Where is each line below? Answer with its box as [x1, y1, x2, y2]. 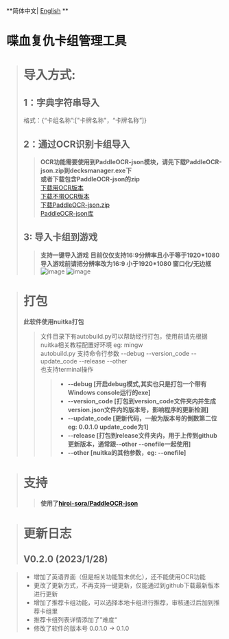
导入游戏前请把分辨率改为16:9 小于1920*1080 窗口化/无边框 [40, 259, 212, 267]
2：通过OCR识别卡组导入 [23, 138, 130, 150]
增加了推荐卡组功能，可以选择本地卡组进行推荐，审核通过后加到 [33, 598, 214, 607]
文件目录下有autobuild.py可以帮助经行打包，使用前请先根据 [40, 332, 208, 340]
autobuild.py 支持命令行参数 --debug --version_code [40, 349, 190, 357]
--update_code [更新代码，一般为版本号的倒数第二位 [67, 414, 217, 422]
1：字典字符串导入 [23, 96, 100, 109]
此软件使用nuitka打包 [23, 317, 84, 326]
